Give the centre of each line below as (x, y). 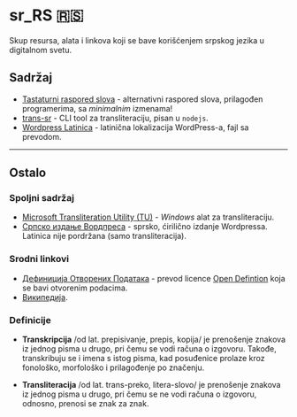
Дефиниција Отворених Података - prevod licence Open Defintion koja (153, 278)
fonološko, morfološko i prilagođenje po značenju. (113, 367)
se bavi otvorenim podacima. (75, 288)
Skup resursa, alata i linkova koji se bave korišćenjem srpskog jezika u (137, 40)
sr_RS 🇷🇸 (46, 15)
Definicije (30, 320)
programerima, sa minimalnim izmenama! (97, 108)
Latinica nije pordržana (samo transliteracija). (104, 236)
